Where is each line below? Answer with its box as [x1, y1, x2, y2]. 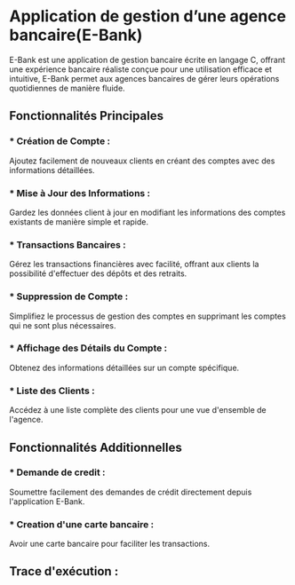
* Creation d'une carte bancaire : [9, 518, 155, 530]
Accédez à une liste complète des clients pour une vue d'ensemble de [9, 405, 267, 415]
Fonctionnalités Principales [9, 108, 164, 123]
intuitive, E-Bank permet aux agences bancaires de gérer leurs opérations [9, 73, 280, 83]
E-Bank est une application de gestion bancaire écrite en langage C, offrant [9, 54, 286, 65]
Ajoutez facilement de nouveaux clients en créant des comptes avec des [9, 155, 275, 166]
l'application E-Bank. [9, 495, 85, 507]
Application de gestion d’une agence [9, 6, 287, 27]
